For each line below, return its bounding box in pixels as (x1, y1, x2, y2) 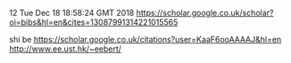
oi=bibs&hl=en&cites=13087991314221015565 (9, 17, 179, 28)
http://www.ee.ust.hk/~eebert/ (9, 43, 122, 54)
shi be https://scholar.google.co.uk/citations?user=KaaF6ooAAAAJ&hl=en (9, 35, 282, 44)
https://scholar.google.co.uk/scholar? (136, 8, 274, 18)
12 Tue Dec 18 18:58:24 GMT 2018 (9, 8, 135, 18)
